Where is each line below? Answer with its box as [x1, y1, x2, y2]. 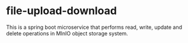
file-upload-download [6, 4, 117, 18]
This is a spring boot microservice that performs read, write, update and [6, 24, 183, 31]
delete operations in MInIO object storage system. [6, 29, 129, 37]
